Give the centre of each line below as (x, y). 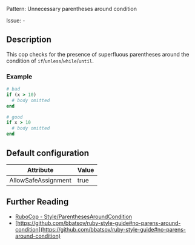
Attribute (40, 170)
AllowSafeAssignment (40, 180)
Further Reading (38, 202)
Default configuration (48, 153)
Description (29, 40)
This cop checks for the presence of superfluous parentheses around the (98, 54)
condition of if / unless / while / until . (50, 61)
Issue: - (16, 20)
